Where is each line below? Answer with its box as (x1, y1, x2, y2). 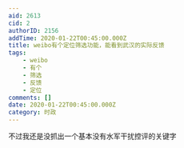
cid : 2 (8, 19, 30, 27)
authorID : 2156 (8, 26, 59, 34)
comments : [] (8, 94, 52, 102)
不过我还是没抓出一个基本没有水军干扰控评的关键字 (8, 131, 177, 141)
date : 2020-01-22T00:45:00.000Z (8, 101, 116, 109)
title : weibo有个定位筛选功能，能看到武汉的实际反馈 (8, 42, 165, 50)
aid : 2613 (8, 11, 42, 20)
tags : (8, 49, 26, 57)
